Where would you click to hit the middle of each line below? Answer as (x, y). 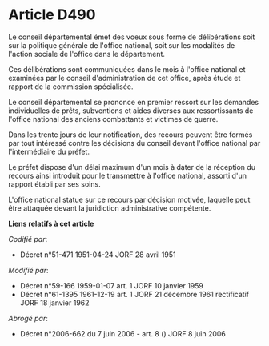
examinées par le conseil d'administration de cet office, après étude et (124, 78)
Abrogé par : (28, 318)
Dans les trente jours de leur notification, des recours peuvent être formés (130, 135)
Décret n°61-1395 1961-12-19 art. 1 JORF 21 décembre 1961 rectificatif (134, 294)
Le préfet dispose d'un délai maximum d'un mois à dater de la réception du (132, 167)
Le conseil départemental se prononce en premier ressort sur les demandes (133, 102)
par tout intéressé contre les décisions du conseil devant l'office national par (134, 143)
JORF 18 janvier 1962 (54, 303)
